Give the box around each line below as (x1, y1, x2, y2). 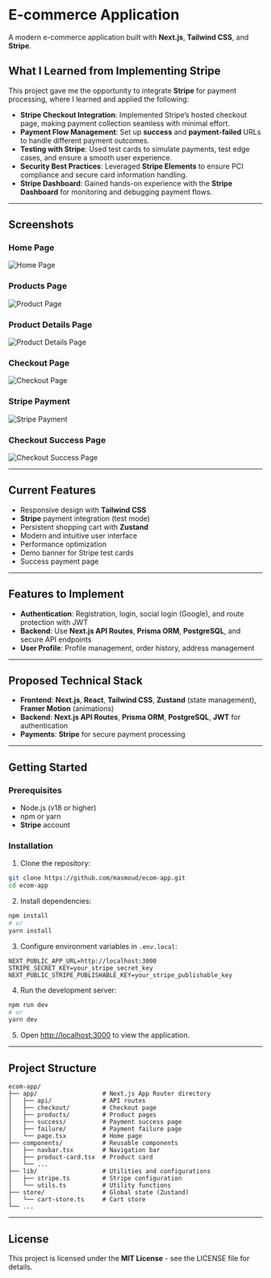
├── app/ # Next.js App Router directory (8, 1090, 211, 1098)
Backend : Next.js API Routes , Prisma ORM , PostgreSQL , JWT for (19, 712, 241, 722)
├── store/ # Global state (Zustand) (8, 1188, 190, 1197)
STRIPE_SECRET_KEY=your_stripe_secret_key (8, 964, 153, 972)
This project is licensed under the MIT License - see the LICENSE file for (8, 1253, 250, 1263)
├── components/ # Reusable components (8, 1139, 179, 1147)
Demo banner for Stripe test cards (19, 547, 135, 557)
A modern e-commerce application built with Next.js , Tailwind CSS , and (8, 32, 249, 42)
